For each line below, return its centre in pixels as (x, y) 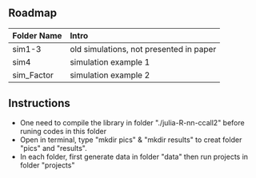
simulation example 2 (110, 75)
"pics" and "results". (53, 148)
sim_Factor (33, 75)
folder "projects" (47, 165)
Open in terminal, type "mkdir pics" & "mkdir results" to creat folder (131, 140)
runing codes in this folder (63, 131)
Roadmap (33, 13)
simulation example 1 (110, 61)
